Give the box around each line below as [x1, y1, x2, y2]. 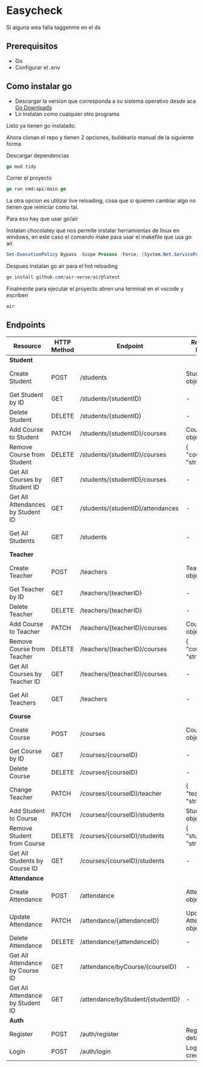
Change [9, 785, 32, 793]
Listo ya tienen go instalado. [6, 122, 77, 129]
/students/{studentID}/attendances [80, 504, 179, 512]
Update [9, 912, 30, 921]
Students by [9, 856, 43, 865]
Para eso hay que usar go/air [6, 215, 79, 223]
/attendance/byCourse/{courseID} [80, 962, 177, 971]
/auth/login [80, 1047, 111, 1056]
